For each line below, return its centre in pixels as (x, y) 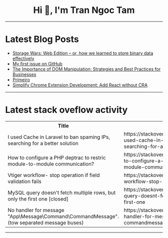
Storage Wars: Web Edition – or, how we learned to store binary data (83, 53)
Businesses (24, 74)
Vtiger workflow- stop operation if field (54, 175)
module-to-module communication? (51, 163)
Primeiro (21, 79)
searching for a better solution (43, 143)
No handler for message (36, 210)
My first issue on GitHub (37, 63)
